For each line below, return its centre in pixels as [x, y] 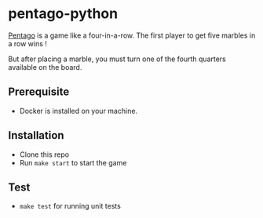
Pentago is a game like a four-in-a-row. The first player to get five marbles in [132, 35]
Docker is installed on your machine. [79, 111]
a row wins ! [27, 43]
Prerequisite [39, 92]
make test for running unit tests [70, 206]
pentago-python [63, 14]
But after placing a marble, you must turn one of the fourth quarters [117, 59]
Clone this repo [44, 154]
